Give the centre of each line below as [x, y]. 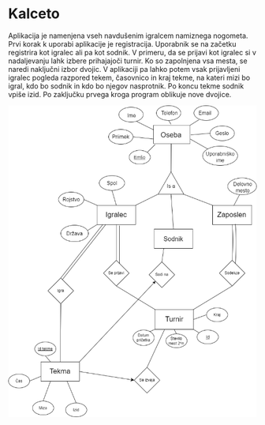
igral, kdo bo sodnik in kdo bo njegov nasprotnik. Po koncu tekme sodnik [126, 86]
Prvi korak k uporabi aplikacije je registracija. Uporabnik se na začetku [122, 43]
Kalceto [34, 14]
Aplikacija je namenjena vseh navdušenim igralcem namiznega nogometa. [128, 36]
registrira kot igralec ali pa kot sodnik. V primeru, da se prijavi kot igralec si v [132, 52]
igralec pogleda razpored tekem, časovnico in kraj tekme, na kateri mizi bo [129, 77]
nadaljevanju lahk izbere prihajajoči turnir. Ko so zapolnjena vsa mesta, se [128, 61]
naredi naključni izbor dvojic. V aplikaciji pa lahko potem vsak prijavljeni [124, 69]
